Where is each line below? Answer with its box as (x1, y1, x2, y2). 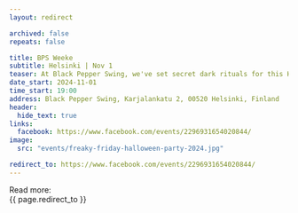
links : (9, 119, 34, 129)
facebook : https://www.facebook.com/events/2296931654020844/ (17, 128, 252, 137)
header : (9, 103, 38, 112)
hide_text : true (17, 111, 77, 120)
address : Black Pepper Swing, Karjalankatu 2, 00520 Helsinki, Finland (9, 94, 279, 103)
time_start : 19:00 (9, 86, 77, 95)
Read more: (9, 184, 51, 195)
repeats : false (9, 37, 66, 46)
